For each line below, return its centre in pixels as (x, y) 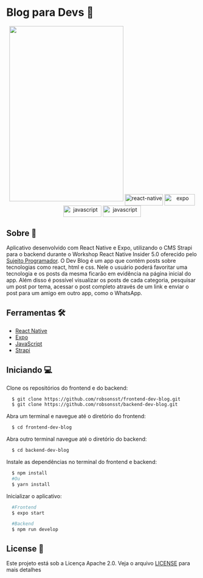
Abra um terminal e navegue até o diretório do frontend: (76, 416)
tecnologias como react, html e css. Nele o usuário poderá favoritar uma (97, 267)
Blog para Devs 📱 (50, 12)
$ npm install (29, 473)
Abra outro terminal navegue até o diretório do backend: (77, 439)
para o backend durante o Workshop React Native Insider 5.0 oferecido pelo (102, 254)
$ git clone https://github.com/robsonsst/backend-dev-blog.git (95, 405)
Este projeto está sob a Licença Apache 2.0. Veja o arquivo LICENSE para (98, 563)
